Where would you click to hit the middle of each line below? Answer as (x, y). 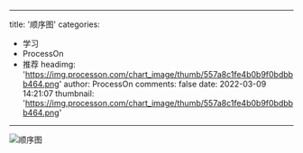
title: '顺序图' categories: (55, 24)
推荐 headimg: (49, 64)
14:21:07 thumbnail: (58, 94)
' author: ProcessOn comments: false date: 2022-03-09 (163, 84)
